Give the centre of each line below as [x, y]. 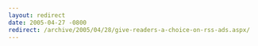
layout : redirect [37, 15]
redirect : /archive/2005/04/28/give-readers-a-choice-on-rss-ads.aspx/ [129, 30]
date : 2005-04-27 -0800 [48, 23]
